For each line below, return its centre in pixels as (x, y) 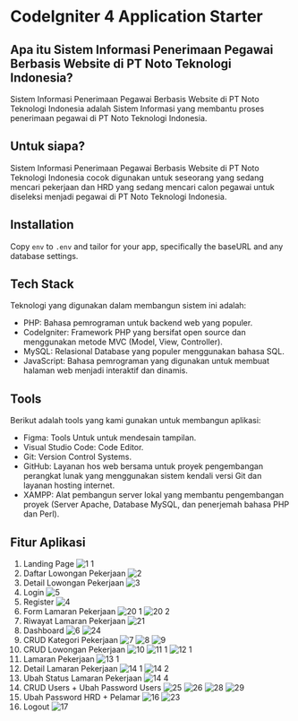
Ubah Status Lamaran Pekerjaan (82, 678)
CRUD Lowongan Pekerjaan (74, 650)
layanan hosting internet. (69, 485)
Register (38, 602)
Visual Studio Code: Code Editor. (83, 447)
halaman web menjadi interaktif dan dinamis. (106, 370)
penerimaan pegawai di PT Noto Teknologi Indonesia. (109, 118)
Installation (42, 225)
